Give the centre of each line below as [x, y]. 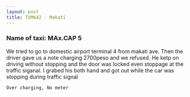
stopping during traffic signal [42, 77]
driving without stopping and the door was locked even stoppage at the [95, 64]
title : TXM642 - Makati [36, 17]
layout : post [23, 12]
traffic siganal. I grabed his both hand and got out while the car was [90, 70]
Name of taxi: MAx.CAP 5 [44, 38]
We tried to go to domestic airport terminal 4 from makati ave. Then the [95, 51]
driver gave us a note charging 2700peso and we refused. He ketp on [93, 57]
